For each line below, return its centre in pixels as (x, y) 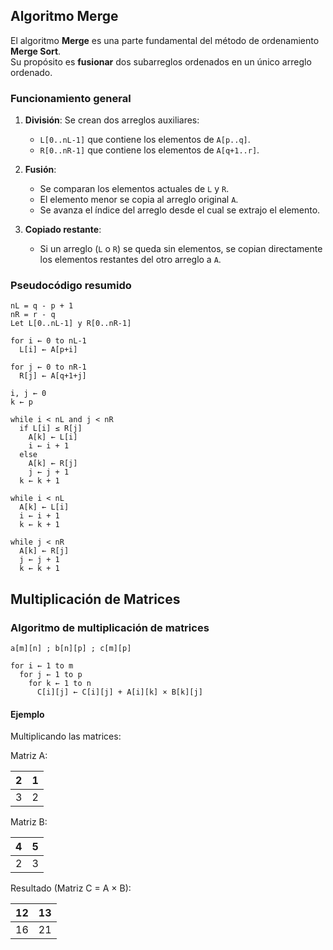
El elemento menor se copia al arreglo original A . (139, 200)
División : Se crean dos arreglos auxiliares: (112, 120)
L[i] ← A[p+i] (48, 350)
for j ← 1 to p (51, 675)
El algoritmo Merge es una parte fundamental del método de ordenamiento (165, 40)
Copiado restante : (63, 230)
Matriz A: (29, 756)
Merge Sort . (36, 51)
